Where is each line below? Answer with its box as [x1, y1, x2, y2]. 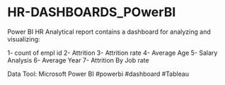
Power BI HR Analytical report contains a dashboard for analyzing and [7, 27, 211, 36]
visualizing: [7, 34, 40, 43]
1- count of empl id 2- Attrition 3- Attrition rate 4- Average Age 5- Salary [7, 48, 218, 57]
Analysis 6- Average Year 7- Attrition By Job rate [7, 55, 150, 64]
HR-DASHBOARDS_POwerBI [7, 4, 176, 20]
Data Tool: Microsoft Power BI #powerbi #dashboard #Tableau [7, 70, 190, 78]
